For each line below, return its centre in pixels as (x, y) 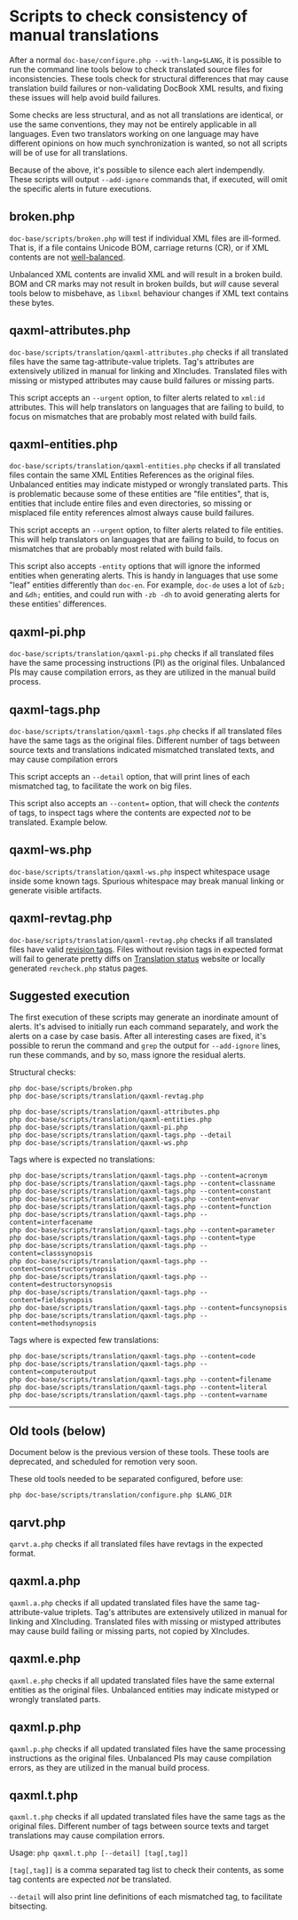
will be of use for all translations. (69, 152)
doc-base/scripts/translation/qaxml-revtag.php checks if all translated (141, 940)
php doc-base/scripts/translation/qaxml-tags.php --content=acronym (138, 1176)
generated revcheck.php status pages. (79, 968)
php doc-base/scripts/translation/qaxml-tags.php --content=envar (134, 1199)
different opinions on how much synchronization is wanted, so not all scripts (149, 143)
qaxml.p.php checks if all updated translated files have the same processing (148, 1748)
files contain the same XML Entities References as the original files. (132, 475)
